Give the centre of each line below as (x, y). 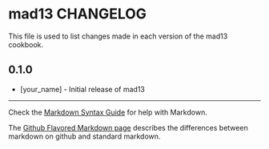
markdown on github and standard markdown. (84, 136)
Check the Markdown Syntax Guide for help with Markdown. (108, 112)
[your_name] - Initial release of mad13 (82, 89)
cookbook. (26, 44)
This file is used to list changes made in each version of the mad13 (118, 36)
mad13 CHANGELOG (77, 14)
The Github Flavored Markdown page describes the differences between (128, 127)
